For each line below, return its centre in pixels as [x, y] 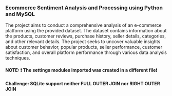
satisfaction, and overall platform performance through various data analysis [86, 52]
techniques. [18, 58]
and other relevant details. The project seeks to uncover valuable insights [83, 42]
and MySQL [20, 14]
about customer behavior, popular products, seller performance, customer [84, 47]
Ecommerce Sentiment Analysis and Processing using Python [84, 8]
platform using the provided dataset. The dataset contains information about [86, 31]
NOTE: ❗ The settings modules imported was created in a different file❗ [81, 70]
